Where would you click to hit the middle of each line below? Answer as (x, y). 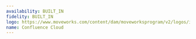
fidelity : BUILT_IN (30, 17)
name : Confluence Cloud (35, 27)
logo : (13, 22)
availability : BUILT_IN (35, 11)
